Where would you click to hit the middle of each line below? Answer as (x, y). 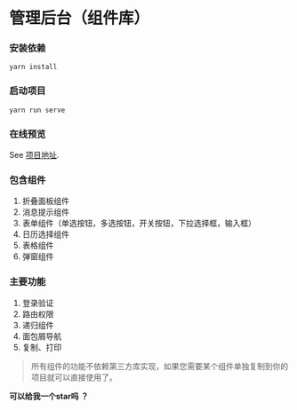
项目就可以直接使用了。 (74, 377)
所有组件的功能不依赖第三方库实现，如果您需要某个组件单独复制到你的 (160, 366)
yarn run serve (37, 110)
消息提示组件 (45, 212)
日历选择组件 (45, 234)
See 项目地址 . (34, 155)
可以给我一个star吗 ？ (49, 396)
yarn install (33, 67)
